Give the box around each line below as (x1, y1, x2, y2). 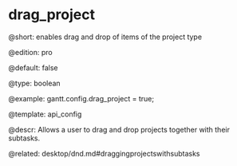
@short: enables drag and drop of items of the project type (8, 32, 202, 41)
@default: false (8, 62, 58, 73)
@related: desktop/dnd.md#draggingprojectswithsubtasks (8, 148, 200, 158)
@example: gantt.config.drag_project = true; (8, 93, 154, 103)
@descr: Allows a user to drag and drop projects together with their (8, 125, 230, 134)
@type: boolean (8, 78, 61, 88)
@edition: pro (8, 47, 53, 57)
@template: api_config (8, 109, 82, 119)
